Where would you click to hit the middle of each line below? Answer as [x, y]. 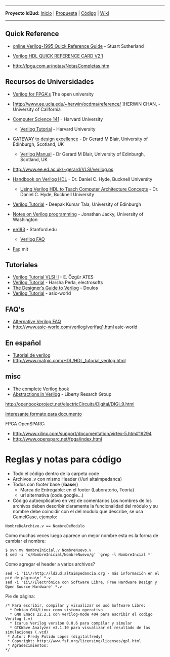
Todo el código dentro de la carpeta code [56, 474]
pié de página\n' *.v [28, 578]
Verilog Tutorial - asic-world [42, 293]
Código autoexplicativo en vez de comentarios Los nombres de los [82, 500]
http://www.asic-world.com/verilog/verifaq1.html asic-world [75, 327]
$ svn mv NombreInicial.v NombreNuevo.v [49, 550]
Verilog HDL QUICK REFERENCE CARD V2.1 [58, 56]
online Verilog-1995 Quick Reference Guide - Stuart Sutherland [78, 46]
